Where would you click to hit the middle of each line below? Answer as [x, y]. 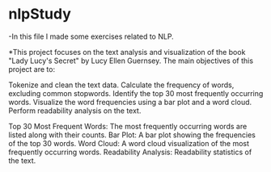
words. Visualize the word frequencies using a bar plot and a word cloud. [130, 102]
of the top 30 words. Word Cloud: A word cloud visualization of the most [129, 143]
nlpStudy [40, 14]
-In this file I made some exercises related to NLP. [91, 36]
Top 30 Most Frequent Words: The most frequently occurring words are [128, 126]
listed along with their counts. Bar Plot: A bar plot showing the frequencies [132, 135]
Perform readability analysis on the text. [75, 111]
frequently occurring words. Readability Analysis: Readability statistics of [130, 152]
